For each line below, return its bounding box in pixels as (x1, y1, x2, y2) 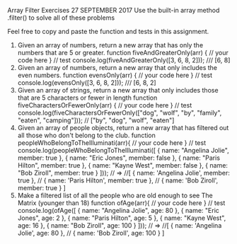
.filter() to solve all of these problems (7, 13, 115, 22)
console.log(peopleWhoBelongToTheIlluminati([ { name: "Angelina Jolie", (17, 146, 229, 154)
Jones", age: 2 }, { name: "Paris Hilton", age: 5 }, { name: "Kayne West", (17, 214, 226, 222)
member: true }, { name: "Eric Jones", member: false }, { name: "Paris (17, 153, 221, 162)
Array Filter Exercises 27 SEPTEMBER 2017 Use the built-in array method (7, 6, 220, 14)
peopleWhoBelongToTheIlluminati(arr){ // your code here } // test (17, 139, 207, 147)
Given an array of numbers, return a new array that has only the (17, 41, 204, 49)
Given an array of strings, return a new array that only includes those (17, 86, 219, 94)
